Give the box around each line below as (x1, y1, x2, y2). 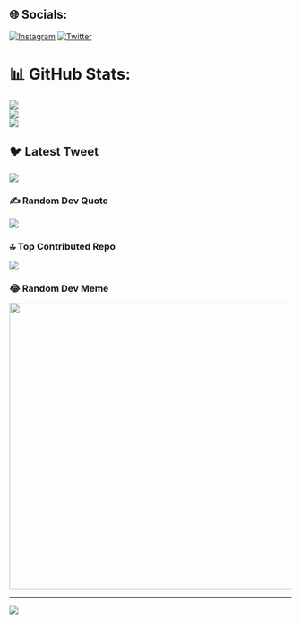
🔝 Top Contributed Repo (9, 240, 116, 252)
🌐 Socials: (9, 7, 68, 22)
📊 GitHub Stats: (9, 64, 132, 84)
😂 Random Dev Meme (9, 282, 109, 295)
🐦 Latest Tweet (9, 144, 99, 159)
